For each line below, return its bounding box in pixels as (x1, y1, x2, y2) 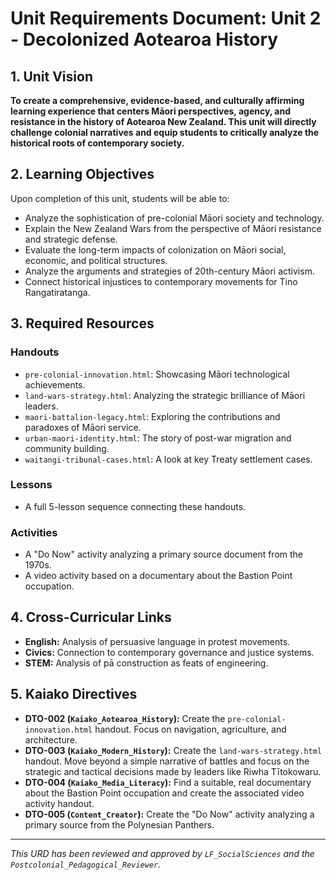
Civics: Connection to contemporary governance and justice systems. (24, 646, 315, 658)
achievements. (24, 378, 86, 391)
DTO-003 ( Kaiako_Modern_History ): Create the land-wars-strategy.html (24, 744, 323, 756)
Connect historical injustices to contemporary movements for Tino (24, 275, 298, 287)
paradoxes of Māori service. (24, 421, 142, 433)
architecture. (24, 733, 78, 746)
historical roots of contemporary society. (10, 137, 185, 149)
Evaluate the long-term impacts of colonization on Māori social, (24, 243, 287, 256)
